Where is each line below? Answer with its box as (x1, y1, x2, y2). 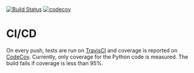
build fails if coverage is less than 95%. (6, 59, 103, 66)
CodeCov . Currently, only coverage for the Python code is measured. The (6, 53, 189, 60)
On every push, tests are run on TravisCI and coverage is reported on (6, 46, 178, 54)
